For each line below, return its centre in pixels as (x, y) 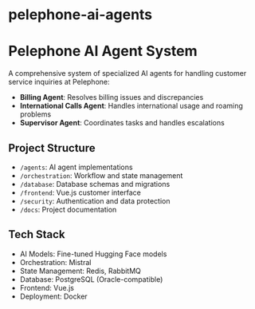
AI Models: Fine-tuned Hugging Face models (93, 254)
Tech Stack (37, 234)
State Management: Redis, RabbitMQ (80, 271)
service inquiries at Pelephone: (59, 82)
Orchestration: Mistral (55, 262)
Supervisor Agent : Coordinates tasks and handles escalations (122, 123)
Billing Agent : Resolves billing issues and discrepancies (112, 97)
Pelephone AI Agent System (103, 51)
